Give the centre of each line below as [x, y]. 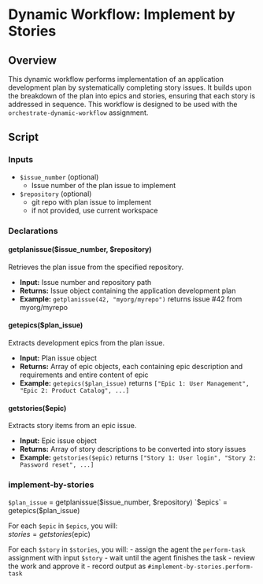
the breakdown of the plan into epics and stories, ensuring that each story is [132, 96]
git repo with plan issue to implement [91, 201]
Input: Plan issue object [58, 358]
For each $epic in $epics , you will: [63, 526]
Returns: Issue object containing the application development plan [128, 290]
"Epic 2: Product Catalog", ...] [74, 391]
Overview [33, 60]
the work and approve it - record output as [77, 566]
